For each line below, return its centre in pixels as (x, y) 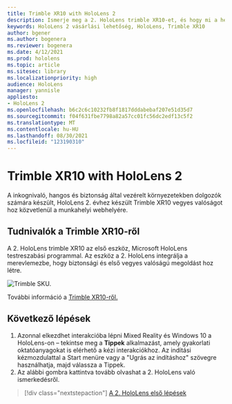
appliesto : (23, 97)
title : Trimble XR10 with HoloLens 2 (61, 13)
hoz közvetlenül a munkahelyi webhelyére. (68, 210)
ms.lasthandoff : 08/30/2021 (48, 135)
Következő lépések (49, 319)
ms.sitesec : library (37, 71)
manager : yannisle (33, 90)
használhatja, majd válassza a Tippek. (71, 365)
